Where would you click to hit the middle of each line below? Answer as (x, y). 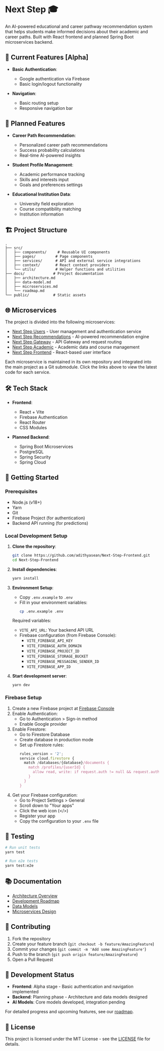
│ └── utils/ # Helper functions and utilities (65, 269)
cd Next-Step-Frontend (35, 560)
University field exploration (47, 203)
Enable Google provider (43, 724)
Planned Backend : (31, 437)
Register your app (37, 816)
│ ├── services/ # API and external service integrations (73, 261)
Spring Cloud (33, 462)
